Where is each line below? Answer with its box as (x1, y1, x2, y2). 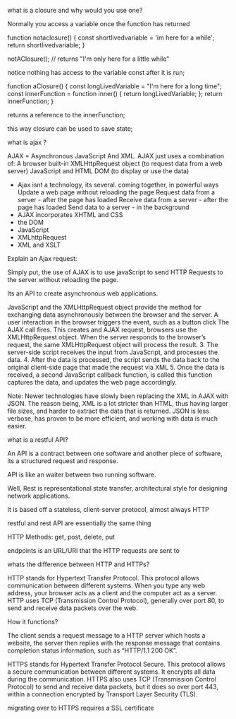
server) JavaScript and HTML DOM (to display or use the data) (7, 167, 190, 175)
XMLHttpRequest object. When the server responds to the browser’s (7, 333, 206, 341)
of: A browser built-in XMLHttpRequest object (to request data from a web (7, 159, 223, 168)
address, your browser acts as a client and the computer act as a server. (7, 589, 218, 597)
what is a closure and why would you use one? (7, 6, 143, 14)
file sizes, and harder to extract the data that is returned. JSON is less (7, 407, 209, 415)
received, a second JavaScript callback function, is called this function (7, 370, 213, 379)
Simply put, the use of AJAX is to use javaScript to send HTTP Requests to (7, 268, 223, 276)
